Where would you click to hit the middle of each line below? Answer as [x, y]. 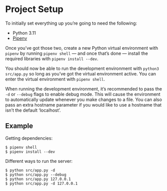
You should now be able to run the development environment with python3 [82, 68]
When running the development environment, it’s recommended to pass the [84, 88]
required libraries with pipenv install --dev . [52, 58]
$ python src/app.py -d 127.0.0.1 [42, 183]
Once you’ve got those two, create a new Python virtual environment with [82, 48]
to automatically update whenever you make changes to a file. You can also [84, 100]
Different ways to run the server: [39, 161]
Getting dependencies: [29, 138]
